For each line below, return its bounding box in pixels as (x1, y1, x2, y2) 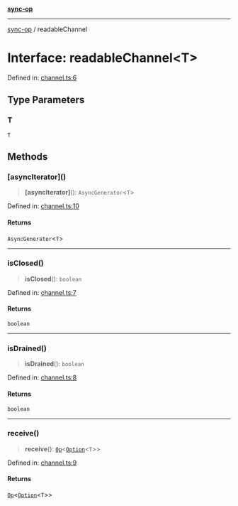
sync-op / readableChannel (7, 25, 88, 33)
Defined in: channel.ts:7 (7, 288, 76, 296)
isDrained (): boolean (24, 360, 85, 368)
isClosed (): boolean (24, 274, 82, 283)
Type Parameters (7, 94, 85, 106)
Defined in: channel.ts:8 (7, 373, 77, 382)
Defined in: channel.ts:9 (7, 458, 77, 467)
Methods (7, 151, 48, 163)
